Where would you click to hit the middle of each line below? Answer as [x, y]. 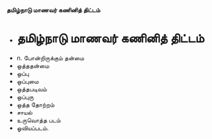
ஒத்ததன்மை [33, 66]
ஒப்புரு [25, 97]
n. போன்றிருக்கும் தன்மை [50, 57]
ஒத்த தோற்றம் [35, 104]
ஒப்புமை [27, 81]
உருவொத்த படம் [39, 120]
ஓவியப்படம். [33, 128]
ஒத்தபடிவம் [32, 89]
